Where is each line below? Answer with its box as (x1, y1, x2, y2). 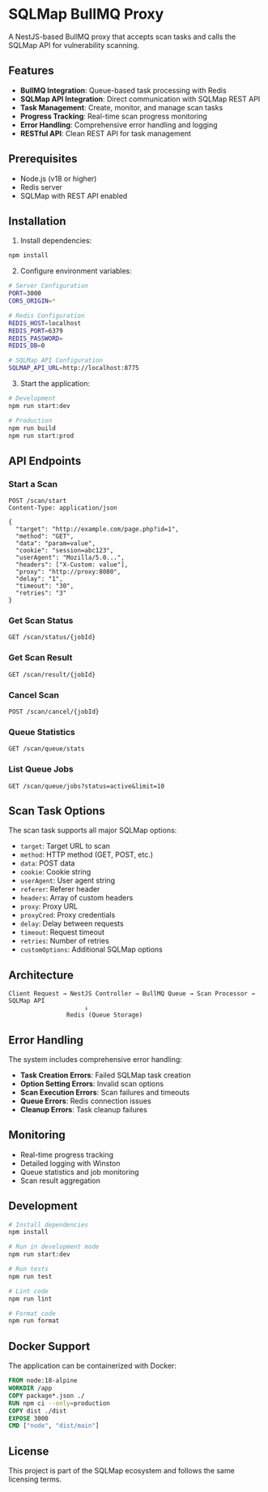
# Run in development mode (8, 1243, 100, 1251)
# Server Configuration (8, 282, 89, 290)
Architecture (8, 968, 74, 982)
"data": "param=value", (15, 540, 96, 548)
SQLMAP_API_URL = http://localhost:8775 (8, 364, 139, 372)
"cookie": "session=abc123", (15, 547, 114, 555)
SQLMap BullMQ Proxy (8, 5, 164, 24)
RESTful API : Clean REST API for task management (19, 128, 192, 138)
